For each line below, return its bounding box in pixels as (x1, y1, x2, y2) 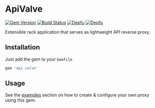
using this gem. (5, 97, 36, 103)
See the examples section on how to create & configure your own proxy (5, 92, 150, 98)
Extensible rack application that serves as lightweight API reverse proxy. (5, 29, 151, 35)
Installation (5, 43, 40, 52)
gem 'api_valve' (5, 65, 38, 70)
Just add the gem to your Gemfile (5, 56, 72, 62)
